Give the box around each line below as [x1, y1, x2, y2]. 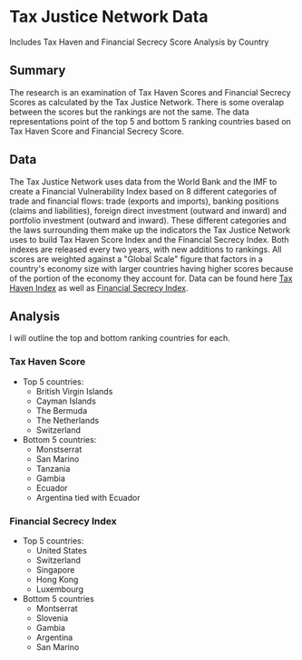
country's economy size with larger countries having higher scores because [9, 263, 294, 274]
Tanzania [35, 463, 71, 474]
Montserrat [35, 603, 79, 614]
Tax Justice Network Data [9, 6, 209, 27]
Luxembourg [35, 584, 84, 595]
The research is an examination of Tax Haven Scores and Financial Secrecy [9, 86, 292, 97]
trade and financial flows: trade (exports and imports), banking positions [9, 195, 279, 206]
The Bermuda [35, 405, 88, 415]
